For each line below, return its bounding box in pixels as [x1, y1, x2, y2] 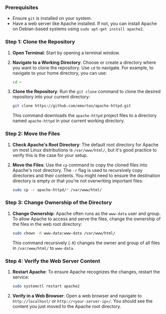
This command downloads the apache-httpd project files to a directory [12, 113, 157, 119]
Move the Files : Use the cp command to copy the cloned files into [12, 161, 148, 168]
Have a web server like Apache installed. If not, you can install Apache [12, 20, 157, 26]
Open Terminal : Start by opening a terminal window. [12, 49, 120, 56]
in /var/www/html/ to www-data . [12, 245, 75, 251]
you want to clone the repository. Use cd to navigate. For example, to [12, 64, 154, 71]
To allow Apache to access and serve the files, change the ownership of [12, 216, 161, 222]
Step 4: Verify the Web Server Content [5, 257, 101, 264]
